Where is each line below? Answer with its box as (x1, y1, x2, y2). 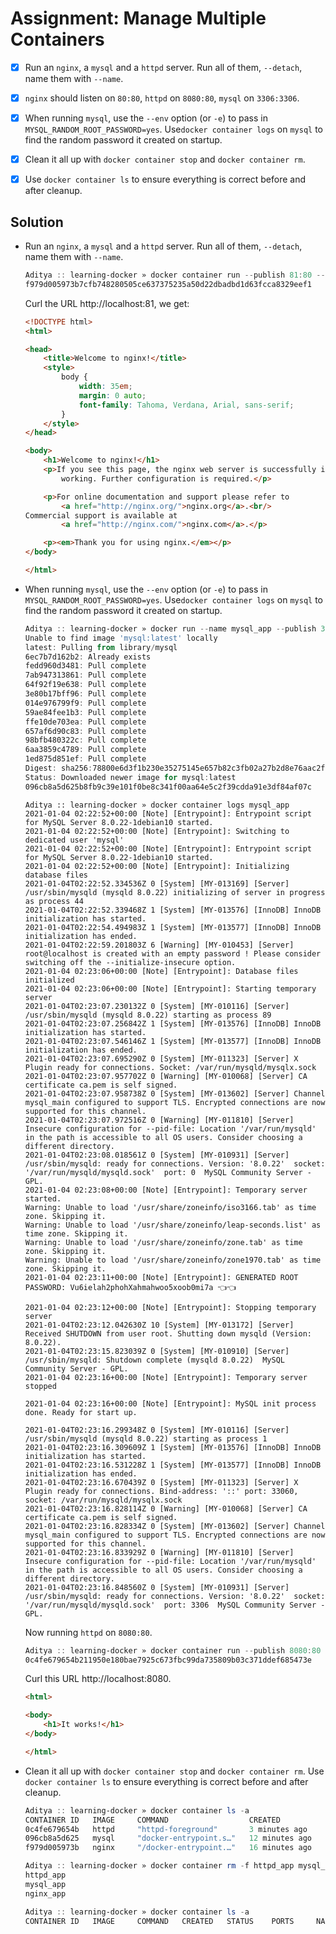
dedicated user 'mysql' (24, 835, 125, 845)
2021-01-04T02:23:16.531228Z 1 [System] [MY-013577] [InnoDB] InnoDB (24, 1460, 322, 1470)
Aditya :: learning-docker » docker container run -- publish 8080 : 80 (24, 1645, 322, 1656)
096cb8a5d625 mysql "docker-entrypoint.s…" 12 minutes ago (24, 1833, 312, 1844)
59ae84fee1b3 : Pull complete (24, 707, 147, 717)
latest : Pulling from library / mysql (24, 642, 178, 652)
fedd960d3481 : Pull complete (24, 661, 147, 671)
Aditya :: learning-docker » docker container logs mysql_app (24, 800, 290, 810)
